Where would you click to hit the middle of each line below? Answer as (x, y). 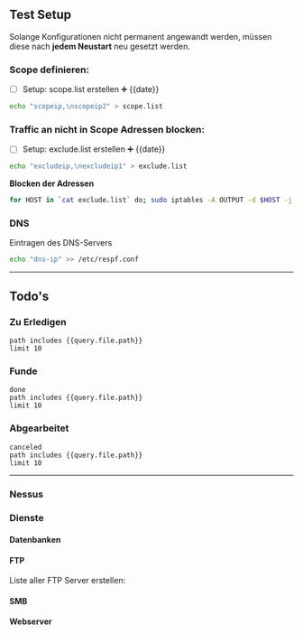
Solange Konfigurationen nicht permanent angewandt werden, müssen (141, 36)
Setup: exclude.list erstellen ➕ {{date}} (94, 149)
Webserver (31, 621)
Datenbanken (35, 540)
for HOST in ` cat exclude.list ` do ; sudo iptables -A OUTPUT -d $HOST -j (151, 200)
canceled (26, 447)
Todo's (29, 296)
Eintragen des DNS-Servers (61, 243)
